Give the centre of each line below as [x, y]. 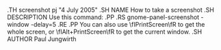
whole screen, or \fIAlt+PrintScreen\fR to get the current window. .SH [105, 32]
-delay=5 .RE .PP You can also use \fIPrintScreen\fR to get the [118, 24]
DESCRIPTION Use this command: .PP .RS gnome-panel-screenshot [103, 17]
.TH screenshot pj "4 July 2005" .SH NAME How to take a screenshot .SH [110, 10]
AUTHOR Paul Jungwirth [42, 39]
